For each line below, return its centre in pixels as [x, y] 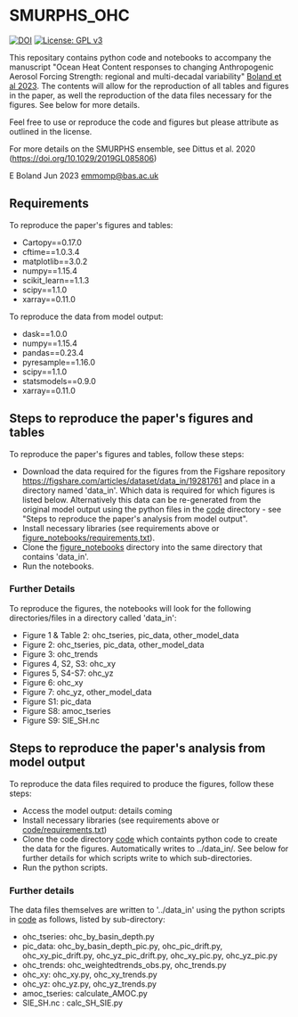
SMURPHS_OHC [70, 16]
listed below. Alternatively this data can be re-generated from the [141, 499]
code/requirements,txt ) [64, 829]
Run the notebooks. [58, 566]
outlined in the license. [51, 131]
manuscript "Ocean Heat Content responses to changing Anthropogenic [141, 67]
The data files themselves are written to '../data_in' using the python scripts [147, 909]
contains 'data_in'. [55, 556]
